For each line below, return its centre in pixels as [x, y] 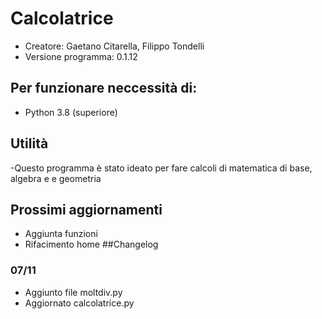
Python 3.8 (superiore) [71, 112]
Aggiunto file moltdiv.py [73, 292]
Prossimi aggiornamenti [86, 209]
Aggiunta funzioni [61, 234]
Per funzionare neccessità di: [104, 88]
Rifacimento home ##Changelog [91, 244]
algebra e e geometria [56, 178]
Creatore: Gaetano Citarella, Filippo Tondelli [114, 46]
